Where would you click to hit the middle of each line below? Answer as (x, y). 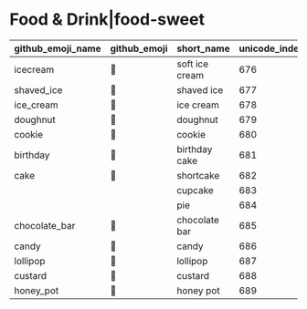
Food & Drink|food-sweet (107, 20)
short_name (203, 48)
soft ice (193, 64)
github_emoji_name (58, 48)
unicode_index (271, 48)
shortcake (198, 175)
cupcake (196, 190)
